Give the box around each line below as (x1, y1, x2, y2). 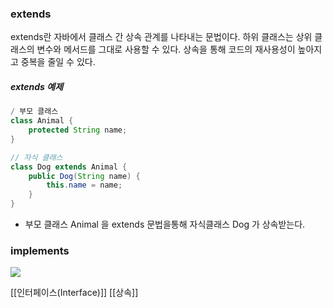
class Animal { (10, 116, 74, 126)
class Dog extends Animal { (10, 162, 128, 172)
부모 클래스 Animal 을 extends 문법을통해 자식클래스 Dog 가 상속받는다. (24, 218, 306, 231)
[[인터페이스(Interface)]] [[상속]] (10, 287, 139, 299)
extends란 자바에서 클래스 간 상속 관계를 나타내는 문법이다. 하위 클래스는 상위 (10, 31, 313, 43)
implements (10, 243, 70, 257)
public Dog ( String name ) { (28, 171, 141, 181)
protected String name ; (28, 125, 128, 136)
